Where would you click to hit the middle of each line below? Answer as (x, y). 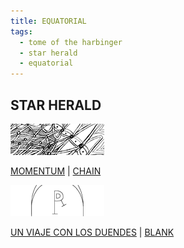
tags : (21, 31)
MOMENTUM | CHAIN (56, 171)
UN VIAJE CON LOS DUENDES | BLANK (92, 232)
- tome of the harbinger (71, 42)
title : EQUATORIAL (48, 21)
